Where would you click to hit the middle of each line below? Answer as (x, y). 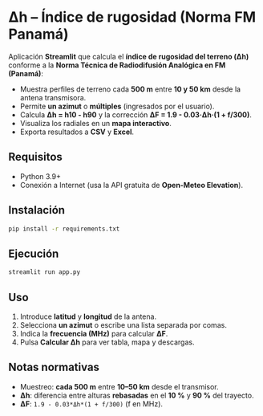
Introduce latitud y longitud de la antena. (88, 316)
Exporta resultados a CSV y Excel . (77, 132)
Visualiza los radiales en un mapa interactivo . (96, 123)
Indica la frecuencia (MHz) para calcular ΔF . (94, 333)
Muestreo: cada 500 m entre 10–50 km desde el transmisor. (119, 386)
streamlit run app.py (45, 272)
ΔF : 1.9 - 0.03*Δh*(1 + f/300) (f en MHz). (91, 404)
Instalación (37, 210)
